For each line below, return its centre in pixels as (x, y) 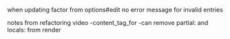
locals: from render (34, 30)
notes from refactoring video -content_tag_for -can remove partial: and (108, 23)
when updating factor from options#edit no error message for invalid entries (115, 10)
